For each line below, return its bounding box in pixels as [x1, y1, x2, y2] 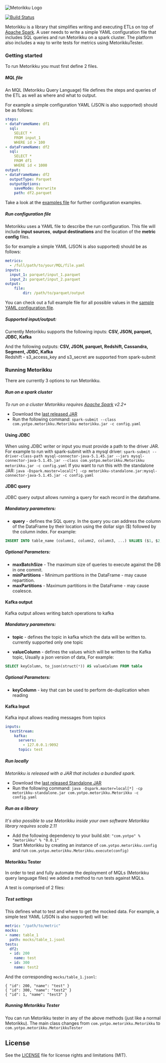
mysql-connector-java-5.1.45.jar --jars [44, 453, 129, 458]
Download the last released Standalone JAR [12, 780, 102, 785]
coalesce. [12, 588, 33, 594]
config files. [5, 234, 30, 240]
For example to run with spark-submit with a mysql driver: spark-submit [5, 448, 151, 454]
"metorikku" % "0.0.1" [12, 838, 59, 842]
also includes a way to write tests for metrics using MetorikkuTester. [5, 40, 144, 46]
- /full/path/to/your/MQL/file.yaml [9, 263, 85, 268]
